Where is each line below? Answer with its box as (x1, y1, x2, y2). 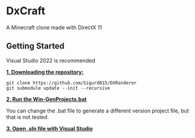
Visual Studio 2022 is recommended (6, 57, 96, 64)
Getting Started (6, 41, 65, 51)
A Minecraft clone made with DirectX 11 (6, 24, 102, 31)
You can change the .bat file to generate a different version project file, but (6, 107, 189, 114)
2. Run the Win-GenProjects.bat (6, 95, 87, 102)
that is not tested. (6, 113, 49, 120)
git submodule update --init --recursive (6, 85, 111, 91)
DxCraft (6, 4, 46, 18)
